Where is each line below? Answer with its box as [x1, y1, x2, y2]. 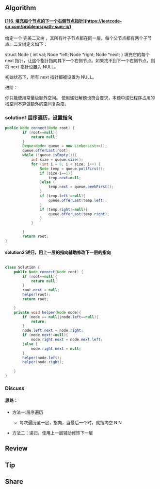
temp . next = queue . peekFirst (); [48, 185, 114, 189]
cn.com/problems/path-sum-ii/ [5, 23, 70, 29]
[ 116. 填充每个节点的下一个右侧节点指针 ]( [5, 18, 87, 24]
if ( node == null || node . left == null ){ [22, 314, 98, 320]
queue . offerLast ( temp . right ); [48, 211, 110, 216]
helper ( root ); [22, 292, 51, 297]
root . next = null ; [22, 287, 60, 293]
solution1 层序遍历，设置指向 [5, 114, 73, 121]
